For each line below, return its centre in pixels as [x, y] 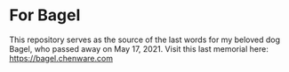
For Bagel [45, 15]
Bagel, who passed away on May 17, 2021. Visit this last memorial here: [139, 48]
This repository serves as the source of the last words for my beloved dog [145, 40]
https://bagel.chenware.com [61, 58]
